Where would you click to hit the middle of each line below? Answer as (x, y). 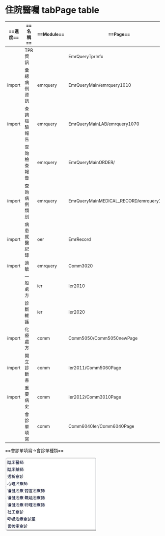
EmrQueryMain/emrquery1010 (100, 85)
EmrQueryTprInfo (86, 56)
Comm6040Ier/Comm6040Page (101, 426)
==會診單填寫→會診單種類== (34, 451)
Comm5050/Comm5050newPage (103, 338)
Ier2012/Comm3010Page (95, 397)
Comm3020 (81, 266)
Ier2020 (77, 312)
